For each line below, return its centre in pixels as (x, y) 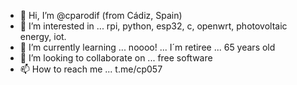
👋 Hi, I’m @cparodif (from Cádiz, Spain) (101, 15)
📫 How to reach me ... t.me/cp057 (91, 69)
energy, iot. (43, 36)
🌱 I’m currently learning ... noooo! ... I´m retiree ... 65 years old (147, 47)
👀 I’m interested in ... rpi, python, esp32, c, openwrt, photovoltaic (153, 26)
